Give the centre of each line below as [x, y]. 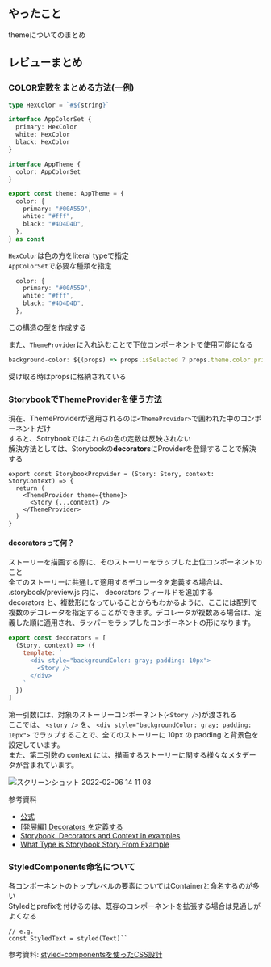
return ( [30, 488]
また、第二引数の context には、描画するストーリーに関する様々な [118, 755]
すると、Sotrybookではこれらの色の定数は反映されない [100, 439]
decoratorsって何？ [42, 543]
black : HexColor [43, 142]
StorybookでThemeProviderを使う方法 [85, 399]
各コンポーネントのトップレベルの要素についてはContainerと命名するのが [130, 886]
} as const [27, 239]
